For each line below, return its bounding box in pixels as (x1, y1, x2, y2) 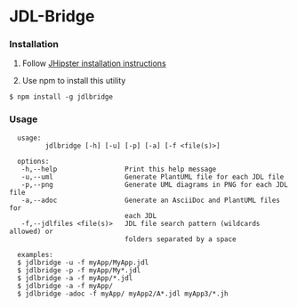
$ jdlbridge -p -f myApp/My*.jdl (17, 265, 141, 275)
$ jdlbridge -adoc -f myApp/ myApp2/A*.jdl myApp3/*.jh (17, 289, 229, 298)
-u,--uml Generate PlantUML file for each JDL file (20, 172, 285, 182)
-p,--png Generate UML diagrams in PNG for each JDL (20, 180, 289, 189)
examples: (17, 250, 53, 259)
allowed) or (9, 227, 53, 236)
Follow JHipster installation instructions (21, 58, 166, 69)
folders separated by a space (124, 234, 237, 244)
